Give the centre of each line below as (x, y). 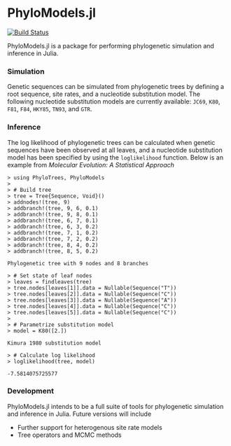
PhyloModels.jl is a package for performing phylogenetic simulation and (111, 46)
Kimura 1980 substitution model (54, 343)
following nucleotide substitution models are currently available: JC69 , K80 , (114, 102)
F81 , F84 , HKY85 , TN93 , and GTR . (50, 109)
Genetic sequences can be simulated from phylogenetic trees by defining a (116, 87)
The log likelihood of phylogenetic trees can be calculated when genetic (111, 142)
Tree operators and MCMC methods (70, 435)
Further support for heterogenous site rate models (90, 427)
